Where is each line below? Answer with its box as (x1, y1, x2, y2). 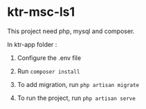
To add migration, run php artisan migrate (17, 80, 140, 88)
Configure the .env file (17, 53, 82, 62)
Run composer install (17, 67, 80, 75)
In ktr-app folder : (7, 40, 57, 48)
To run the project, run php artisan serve (17, 94, 136, 102)
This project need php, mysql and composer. (7, 27, 135, 35)
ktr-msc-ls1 (7, 4, 75, 20)
